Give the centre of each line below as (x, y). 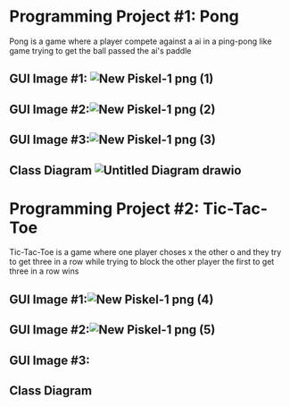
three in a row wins (44, 271)
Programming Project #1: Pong (124, 17)
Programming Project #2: (104, 208)
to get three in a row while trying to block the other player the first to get (142, 262)
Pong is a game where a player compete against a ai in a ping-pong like (141, 41)
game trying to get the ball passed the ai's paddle (100, 50)
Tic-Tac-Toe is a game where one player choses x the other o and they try (145, 252)
